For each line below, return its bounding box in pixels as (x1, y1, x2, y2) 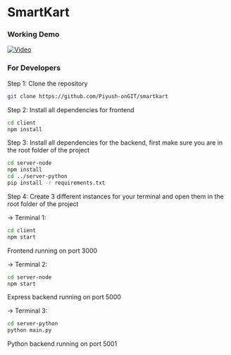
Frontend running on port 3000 (7, 246, 97, 255)
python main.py (7, 327, 52, 334)
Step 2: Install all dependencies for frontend (7, 105, 135, 114)
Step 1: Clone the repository (7, 79, 88, 88)
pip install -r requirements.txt (7, 179, 106, 187)
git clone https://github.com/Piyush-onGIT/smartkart (7, 92, 169, 100)
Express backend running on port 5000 (7, 293, 122, 301)
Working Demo (7, 30, 60, 40)
